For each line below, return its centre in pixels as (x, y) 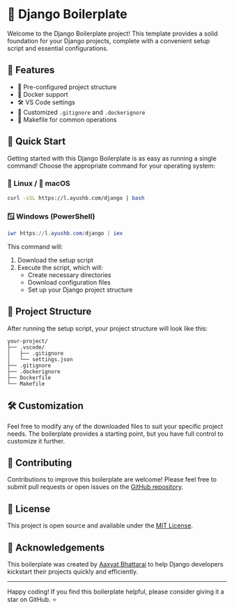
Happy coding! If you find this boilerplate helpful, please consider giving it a (116, 592)
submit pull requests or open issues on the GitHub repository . (95, 487)
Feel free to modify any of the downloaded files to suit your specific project (115, 426)
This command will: (35, 246)
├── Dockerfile (29, 378)
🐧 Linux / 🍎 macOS (39, 184)
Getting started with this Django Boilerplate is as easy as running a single (112, 158)
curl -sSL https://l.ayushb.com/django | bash (76, 198)
